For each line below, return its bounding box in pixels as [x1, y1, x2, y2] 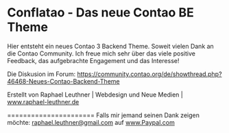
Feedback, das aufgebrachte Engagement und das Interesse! [7, 56, 180, 64]
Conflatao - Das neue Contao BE [7, 5, 194, 21]
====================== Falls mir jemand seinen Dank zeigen [7, 111, 200, 119]
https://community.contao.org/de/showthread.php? [77, 70, 222, 78]
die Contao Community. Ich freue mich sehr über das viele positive [7, 49, 195, 58]
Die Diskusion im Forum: [7, 70, 76, 78]
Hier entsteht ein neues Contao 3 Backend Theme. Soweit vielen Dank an [7, 42, 214, 50]
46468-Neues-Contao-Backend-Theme [7, 77, 120, 85]
